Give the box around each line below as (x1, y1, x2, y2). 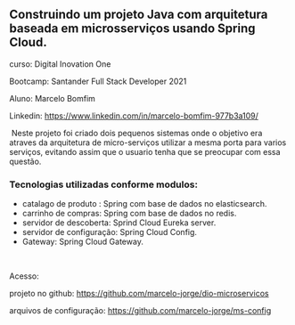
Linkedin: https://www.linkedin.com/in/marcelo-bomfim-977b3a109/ (9, 110, 258, 121)
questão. (9, 156, 42, 167)
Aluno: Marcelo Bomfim (9, 93, 96, 103)
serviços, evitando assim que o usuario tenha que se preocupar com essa (9, 146, 281, 157)
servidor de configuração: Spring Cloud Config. (21, 227, 198, 238)
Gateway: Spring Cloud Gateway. (21, 236, 144, 248)
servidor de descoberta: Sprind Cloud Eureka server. (21, 217, 217, 228)
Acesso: (9, 271, 40, 281)
